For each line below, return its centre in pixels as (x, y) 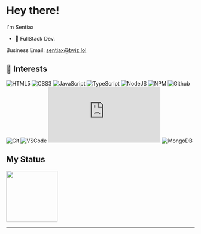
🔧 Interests (27, 69)
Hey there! (33, 10)
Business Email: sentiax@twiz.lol (46, 50)
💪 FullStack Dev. (35, 38)
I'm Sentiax (20, 27)
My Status (26, 159)
